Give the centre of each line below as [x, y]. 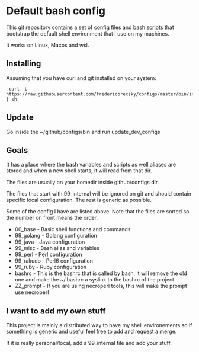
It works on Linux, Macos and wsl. [48, 45]
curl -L [18, 89]
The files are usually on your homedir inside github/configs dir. [83, 183]
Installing [24, 64]
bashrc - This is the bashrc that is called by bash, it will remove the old [101, 273]
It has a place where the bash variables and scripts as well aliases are [91, 165]
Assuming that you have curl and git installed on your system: [81, 78]
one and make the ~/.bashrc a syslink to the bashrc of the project [94, 280]
